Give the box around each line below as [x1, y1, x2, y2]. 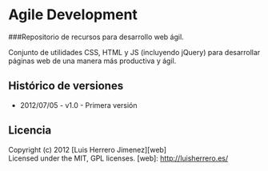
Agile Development [8, 6, 138, 24]
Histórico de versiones [8, 79, 124, 93]
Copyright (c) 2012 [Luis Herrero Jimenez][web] [8, 145, 166, 154]
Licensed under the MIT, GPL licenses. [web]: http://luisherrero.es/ [8, 153, 229, 163]
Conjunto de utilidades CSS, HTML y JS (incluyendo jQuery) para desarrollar [8, 47, 261, 57]
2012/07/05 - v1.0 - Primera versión [19, 100, 138, 109]
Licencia [8, 124, 52, 137]
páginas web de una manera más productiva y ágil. [8, 56, 177, 66]
